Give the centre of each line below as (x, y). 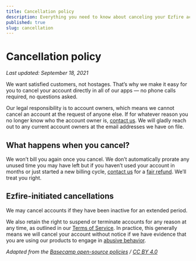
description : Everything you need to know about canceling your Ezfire (95, 17)
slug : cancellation (30, 28)
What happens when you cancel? (68, 145)
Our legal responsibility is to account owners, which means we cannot (90, 108)
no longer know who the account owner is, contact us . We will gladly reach (96, 121)
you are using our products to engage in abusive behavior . (76, 240)
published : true (26, 22)
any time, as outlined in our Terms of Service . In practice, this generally (92, 228)
